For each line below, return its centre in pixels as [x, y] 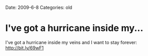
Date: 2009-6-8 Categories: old [39, 7]
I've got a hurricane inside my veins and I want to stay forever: [71, 42]
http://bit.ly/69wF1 [25, 48]
